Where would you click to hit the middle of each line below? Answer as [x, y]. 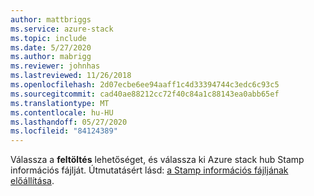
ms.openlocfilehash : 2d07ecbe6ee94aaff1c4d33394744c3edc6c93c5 [145, 85]
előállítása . [32, 181]
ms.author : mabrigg [51, 57]
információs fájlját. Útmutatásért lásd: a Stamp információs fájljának [149, 170]
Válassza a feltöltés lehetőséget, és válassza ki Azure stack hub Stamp [157, 160]
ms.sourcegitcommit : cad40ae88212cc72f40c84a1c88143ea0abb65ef [145, 94]
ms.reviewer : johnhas [55, 66]
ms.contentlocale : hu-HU [62, 112]
